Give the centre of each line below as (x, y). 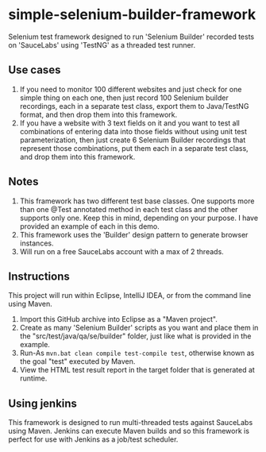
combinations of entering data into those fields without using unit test (133, 131)
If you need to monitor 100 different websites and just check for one (131, 89)
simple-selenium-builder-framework (132, 15)
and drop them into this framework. (77, 156)
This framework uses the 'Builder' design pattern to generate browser (134, 234)
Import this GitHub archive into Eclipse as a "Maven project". (119, 319)
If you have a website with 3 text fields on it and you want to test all (129, 123)
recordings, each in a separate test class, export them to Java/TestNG (134, 106)
